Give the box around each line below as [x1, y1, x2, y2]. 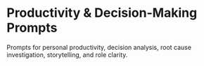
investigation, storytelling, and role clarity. [6, 51, 128, 59]
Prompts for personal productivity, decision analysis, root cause [6, 43, 191, 51]
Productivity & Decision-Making [6, 5, 198, 21]
